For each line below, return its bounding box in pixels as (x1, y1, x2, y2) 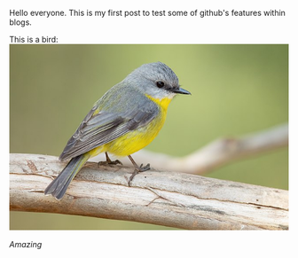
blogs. (9, 17, 33, 27)
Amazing (9, 239, 43, 250)
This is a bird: (9, 35, 59, 44)
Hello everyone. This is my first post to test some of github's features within (9, 8, 286, 18)
